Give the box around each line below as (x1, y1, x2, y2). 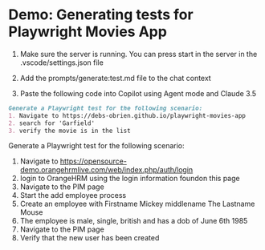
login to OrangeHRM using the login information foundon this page (19, 174, 240, 183)
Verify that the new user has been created (19, 233, 160, 243)
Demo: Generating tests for (8, 6, 194, 24)
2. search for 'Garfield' (8, 119, 95, 127)
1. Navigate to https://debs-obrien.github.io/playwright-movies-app (8, 111, 247, 119)
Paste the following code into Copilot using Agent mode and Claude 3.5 (19, 88, 257, 98)
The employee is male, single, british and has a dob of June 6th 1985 (19, 216, 248, 226)
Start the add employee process (19, 191, 127, 200)
